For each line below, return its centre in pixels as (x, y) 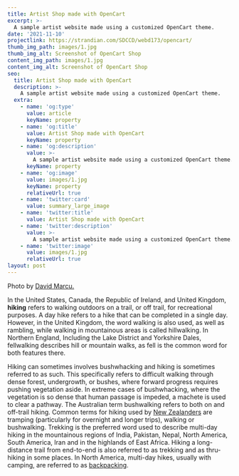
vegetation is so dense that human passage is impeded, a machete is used (117, 397)
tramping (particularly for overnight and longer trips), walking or (101, 419)
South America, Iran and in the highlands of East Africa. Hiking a (101, 442)
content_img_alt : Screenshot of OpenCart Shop (78, 67)
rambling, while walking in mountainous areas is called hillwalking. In (108, 330)
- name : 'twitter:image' (57, 246)
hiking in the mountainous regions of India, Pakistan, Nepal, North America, (117, 435)
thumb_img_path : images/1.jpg (52, 47)
